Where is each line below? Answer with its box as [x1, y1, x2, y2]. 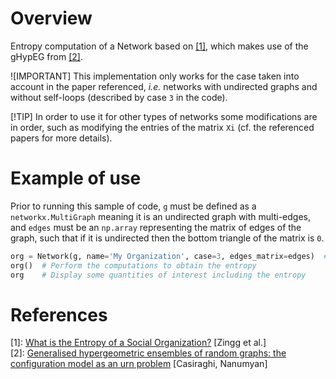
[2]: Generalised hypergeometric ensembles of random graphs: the [10, 347, 287, 359]
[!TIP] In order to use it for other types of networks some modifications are [10, 110, 318, 122]
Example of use [10, 167, 142, 190]
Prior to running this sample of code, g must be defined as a [10, 200, 257, 212]
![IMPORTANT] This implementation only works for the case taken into [10, 70, 300, 82]
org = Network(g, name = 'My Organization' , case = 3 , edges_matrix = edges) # [10, 251, 329, 261]
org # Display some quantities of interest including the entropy [10, 270, 307, 280]
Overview [10, 7, 93, 30]
